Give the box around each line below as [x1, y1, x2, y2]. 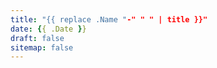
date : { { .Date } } [10, 24, 87, 34]
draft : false [10, 33, 65, 43]
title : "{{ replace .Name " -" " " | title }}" [10, 14, 208, 25]
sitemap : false [10, 42, 74, 53]
